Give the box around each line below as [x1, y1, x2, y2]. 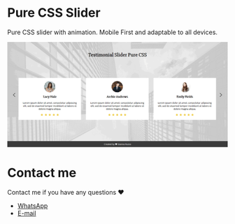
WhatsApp [17, 201, 48, 210]
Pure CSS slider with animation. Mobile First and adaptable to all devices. [7, 28, 218, 36]
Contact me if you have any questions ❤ [7, 188, 124, 196]
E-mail [17, 209, 36, 217]
